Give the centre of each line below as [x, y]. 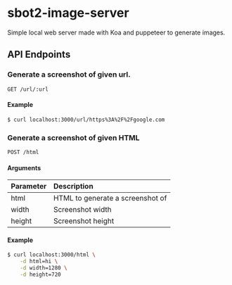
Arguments [24, 167]
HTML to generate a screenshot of [110, 198]
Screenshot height [84, 221]
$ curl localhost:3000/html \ [52, 255]
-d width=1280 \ [44, 268]
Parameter [29, 186]
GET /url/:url [28, 89]
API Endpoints [39, 55]
